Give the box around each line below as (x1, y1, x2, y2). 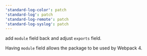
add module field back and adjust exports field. (5, 35, 102, 41)
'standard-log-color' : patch (5, 7, 67, 13)
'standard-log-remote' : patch (5, 17, 69, 22)
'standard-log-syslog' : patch (5, 21, 69, 27)
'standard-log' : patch (5, 12, 53, 17)
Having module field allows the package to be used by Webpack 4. (5, 45, 142, 51)
